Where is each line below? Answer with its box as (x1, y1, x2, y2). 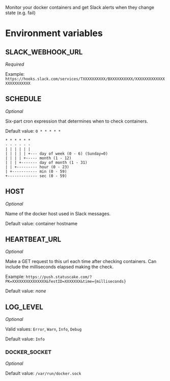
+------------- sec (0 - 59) (5, 173, 67, 179)
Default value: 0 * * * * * (5, 128, 61, 134)
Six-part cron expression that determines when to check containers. (5, 118, 149, 124)
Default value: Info (5, 336, 45, 342)
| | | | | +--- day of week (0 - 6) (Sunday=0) (5, 151, 108, 156)
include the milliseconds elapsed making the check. (5, 264, 114, 270)
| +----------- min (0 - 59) (5, 169, 67, 174)
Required (5, 61, 24, 67)
